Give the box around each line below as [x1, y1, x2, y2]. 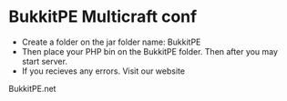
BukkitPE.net [8, 83, 56, 94]
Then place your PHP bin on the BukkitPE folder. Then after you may [21, 45, 279, 56]
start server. [21, 56, 67, 66]
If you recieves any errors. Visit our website [21, 66, 186, 76]
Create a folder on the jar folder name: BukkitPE [21, 36, 201, 47]
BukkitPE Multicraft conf [8, 6, 198, 27]
